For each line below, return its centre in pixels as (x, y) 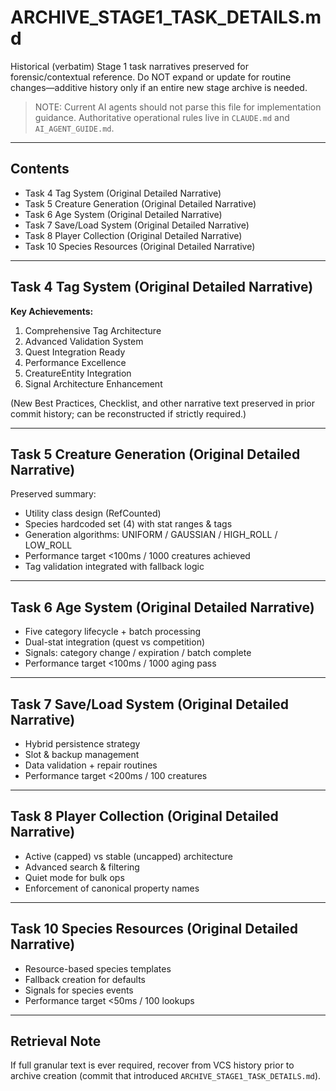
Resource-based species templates (98, 968)
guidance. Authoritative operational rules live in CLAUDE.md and (162, 117)
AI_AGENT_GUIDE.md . (74, 128)
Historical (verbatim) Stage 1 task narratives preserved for (130, 66)
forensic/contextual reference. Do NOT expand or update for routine (151, 77)
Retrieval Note (56, 1041)
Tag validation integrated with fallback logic (114, 567)
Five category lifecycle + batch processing (113, 632)
